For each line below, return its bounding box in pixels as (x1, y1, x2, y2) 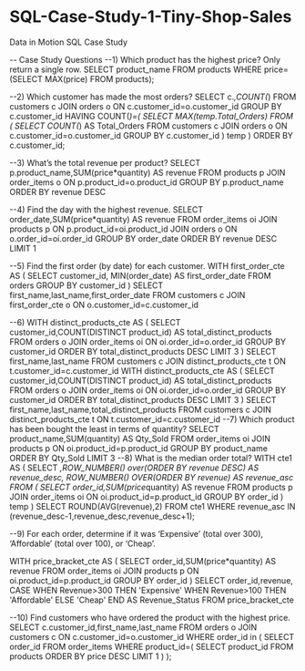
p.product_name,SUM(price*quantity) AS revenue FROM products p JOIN (9, 167, 286, 178)
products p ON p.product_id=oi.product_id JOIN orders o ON (9, 223, 238, 234)
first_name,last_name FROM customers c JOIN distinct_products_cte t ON (9, 356, 287, 366)
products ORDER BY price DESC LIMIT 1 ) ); (9, 650, 172, 662)
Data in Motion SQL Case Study (9, 36, 128, 47)
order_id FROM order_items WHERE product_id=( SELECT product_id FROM (9, 641, 294, 652)
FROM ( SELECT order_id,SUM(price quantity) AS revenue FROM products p (9, 481, 293, 492)
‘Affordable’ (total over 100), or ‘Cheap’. (9, 538, 157, 549)
